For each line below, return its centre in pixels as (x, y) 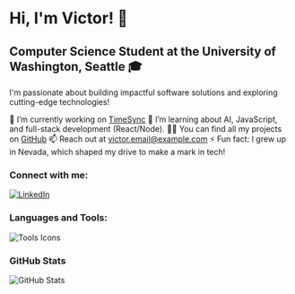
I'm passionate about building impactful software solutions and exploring (143, 92)
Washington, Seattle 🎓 (76, 66)
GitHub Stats (38, 261)
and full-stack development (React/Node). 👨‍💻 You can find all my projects (146, 129)
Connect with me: (49, 175)
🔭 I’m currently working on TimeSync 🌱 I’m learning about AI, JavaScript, (143, 119)
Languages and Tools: (58, 218)
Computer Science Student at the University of (143, 52)
